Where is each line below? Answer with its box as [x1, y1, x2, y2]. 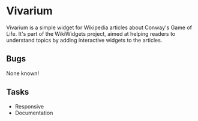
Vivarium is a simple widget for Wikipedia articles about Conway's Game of [6, 24, 192, 31]
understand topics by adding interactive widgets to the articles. [6, 36, 163, 44]
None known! [6, 70, 40, 77]
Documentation [14, 109, 53, 116]
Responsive [14, 103, 44, 110]
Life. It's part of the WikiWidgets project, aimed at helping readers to [6, 30, 176, 37]
